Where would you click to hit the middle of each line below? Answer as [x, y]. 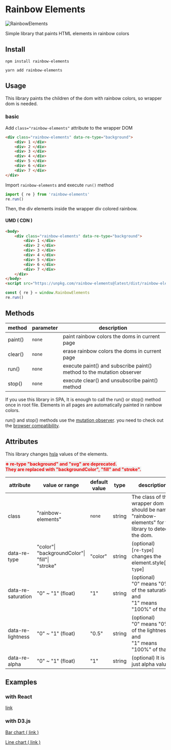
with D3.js [18, 721]
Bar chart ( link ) [22, 732]
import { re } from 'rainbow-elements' [48, 194]
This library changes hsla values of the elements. [57, 454]
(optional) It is [148, 658]
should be [144, 510]
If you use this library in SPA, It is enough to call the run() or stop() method [83, 399]
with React [19, 696]
